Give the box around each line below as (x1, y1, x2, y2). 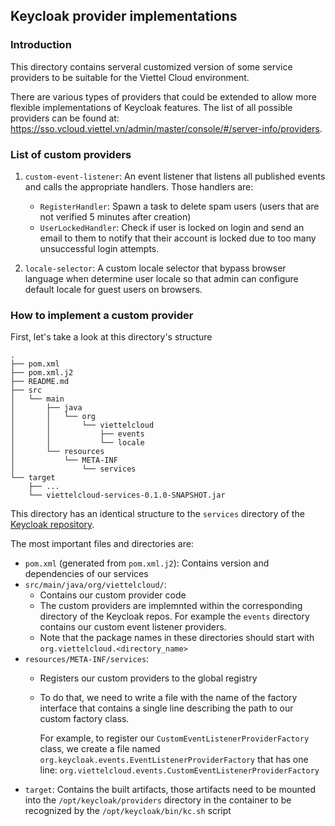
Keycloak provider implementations (10, 8, 238, 25)
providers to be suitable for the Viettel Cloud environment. (10, 71, 250, 83)
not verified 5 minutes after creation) (39, 210, 192, 223)
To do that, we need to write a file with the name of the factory (39, 692, 298, 704)
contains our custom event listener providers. (39, 621, 227, 633)
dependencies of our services (24, 568, 149, 580)
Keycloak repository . (10, 519, 95, 531)
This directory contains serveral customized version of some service (10, 60, 293, 73)
